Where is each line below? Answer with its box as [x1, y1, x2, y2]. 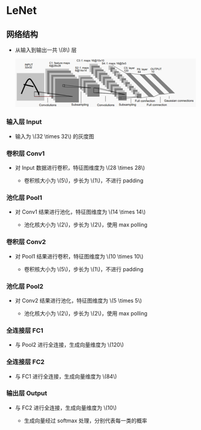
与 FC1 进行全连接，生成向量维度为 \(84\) [14, 373, 117, 380]
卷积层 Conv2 [6, 238, 46, 246]
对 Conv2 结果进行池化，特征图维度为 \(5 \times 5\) [14, 297, 143, 304]
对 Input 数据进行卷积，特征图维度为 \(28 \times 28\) [14, 164, 146, 172]
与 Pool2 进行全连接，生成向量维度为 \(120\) [14, 341, 125, 348]
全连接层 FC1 [6, 326, 44, 335]
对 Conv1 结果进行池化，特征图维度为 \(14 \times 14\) [14, 208, 146, 216]
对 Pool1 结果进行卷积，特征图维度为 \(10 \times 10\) [14, 252, 144, 260]
